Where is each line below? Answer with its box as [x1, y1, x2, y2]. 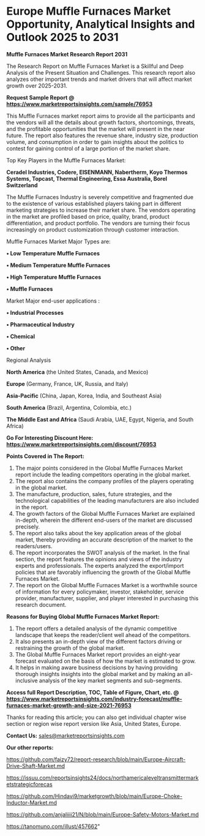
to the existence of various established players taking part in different [6, 200, 182, 207]
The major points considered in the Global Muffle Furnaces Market [15, 464, 183, 472]
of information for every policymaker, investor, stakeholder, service [15, 588, 184, 595]
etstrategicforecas [6, 780, 53, 788]
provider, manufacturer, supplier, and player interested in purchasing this [15, 594, 199, 601]
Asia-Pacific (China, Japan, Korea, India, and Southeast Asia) [6, 392, 162, 399]
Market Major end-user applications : [6, 297, 100, 304]
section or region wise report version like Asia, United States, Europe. [6, 720, 182, 727]
